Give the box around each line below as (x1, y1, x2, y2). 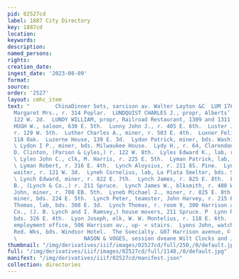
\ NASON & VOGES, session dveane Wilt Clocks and (14, 235, 228, 242)
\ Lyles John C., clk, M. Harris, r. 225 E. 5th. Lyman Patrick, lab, (14, 155, 231, 163)
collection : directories (7, 261, 81, 268)
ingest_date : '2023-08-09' (7, 70, 87, 77)
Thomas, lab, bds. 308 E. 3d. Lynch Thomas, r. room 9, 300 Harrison (14, 202, 228, 209)
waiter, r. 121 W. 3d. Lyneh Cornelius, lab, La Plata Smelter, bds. (14, 168, 228, 176)
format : (7, 76, 31, 84)
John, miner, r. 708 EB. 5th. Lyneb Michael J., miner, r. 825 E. (14, 189, 218, 196)
